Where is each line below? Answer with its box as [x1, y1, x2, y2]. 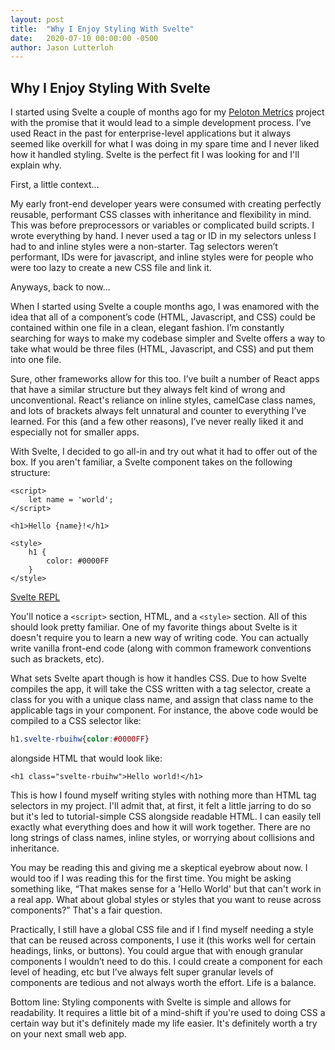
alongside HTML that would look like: [10, 752, 163, 764]
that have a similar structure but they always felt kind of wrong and [10, 384, 286, 396]
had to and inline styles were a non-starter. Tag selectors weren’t [10, 241, 278, 253]
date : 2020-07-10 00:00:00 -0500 [10, 33, 159, 43]
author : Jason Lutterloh [10, 42, 114, 53]
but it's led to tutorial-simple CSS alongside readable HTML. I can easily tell [10, 810, 322, 822]
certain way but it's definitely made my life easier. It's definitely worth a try [10, 1017, 318, 1029]
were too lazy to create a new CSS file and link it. [10, 262, 212, 274]
